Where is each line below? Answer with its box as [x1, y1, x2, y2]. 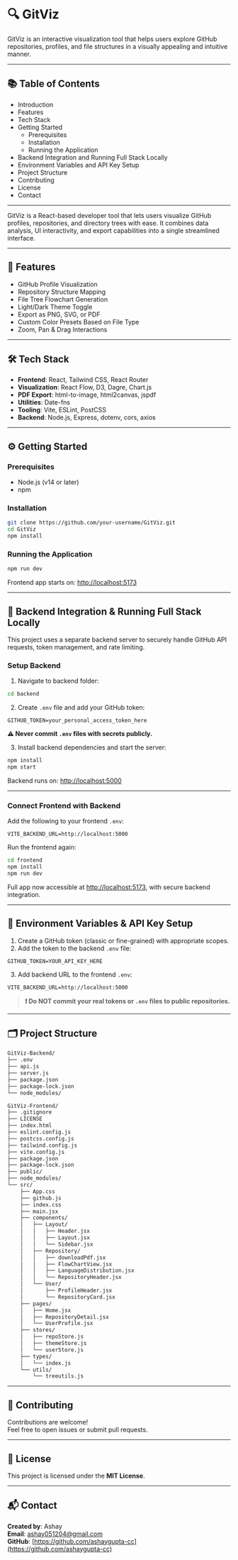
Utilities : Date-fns [17, 398, 71, 407]
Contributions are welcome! [7, 1418, 89, 1427]
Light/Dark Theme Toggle [17, 302, 93, 311]
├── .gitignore [7, 1109, 52, 1116]
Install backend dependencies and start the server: [17, 743, 166, 752]
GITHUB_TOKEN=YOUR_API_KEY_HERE [7, 957, 103, 965]
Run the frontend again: [7, 843, 76, 852]
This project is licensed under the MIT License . [7, 1471, 145, 1480]
